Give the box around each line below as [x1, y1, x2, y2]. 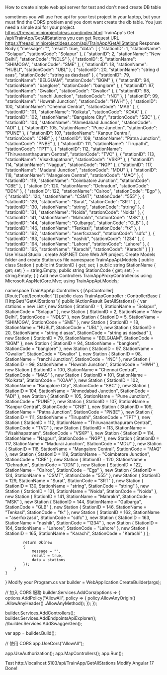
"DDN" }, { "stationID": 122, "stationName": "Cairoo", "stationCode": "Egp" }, [5, 188, 162, 194]
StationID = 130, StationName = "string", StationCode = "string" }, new [5, 483, 149, 489]
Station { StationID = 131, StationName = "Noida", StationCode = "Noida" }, [5, 488, 158, 494]
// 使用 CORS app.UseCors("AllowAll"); [5, 641, 84, 646]
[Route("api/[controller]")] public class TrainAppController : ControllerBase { [5, 293, 161, 299]
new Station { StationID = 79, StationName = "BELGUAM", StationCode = [5, 335, 154, 341]
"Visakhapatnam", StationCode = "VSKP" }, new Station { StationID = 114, [5, 430, 155, 436]
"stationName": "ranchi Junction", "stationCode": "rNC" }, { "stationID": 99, [5, 93, 159, 99]
